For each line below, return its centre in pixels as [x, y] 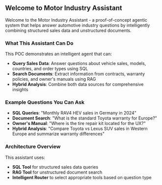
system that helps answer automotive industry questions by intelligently [78, 25]
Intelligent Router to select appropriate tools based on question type [82, 177]
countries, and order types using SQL [50, 69]
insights [20, 90]
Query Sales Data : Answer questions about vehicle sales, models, [79, 63]
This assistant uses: [25, 157]
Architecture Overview [33, 147]
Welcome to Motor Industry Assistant [64, 8]
